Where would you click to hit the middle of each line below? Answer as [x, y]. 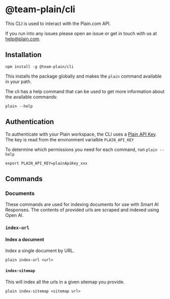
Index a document [25, 239]
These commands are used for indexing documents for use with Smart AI [82, 205]
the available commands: [32, 97]
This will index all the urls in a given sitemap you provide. [65, 282]
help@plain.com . [23, 39]
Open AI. [15, 215]
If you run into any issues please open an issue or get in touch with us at [81, 33]
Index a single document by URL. [40, 251]
